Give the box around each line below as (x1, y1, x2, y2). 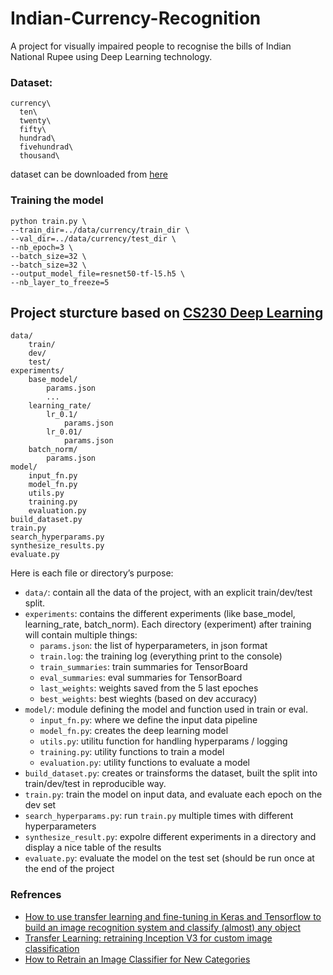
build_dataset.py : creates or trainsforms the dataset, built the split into (24, 767, 318, 779)
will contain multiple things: (24, 629, 138, 641)
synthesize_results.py (10, 541, 105, 551)
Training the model (10, 193, 104, 207)
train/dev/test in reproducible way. (24, 778, 167, 790)
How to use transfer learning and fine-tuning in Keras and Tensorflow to (24, 910, 322, 922)
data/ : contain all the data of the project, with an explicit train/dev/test (24, 587, 313, 599)
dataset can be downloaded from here (10, 168, 168, 181)
